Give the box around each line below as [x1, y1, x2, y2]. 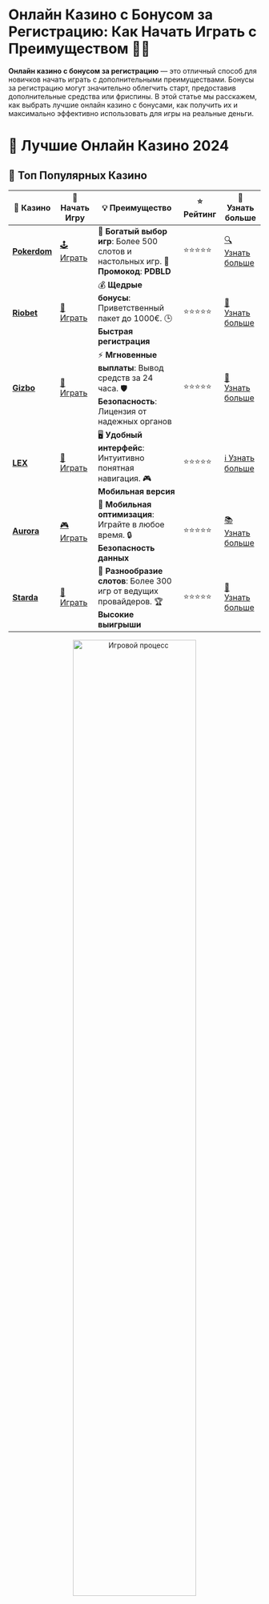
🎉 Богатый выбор [97, 226, 168, 237]
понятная [97, 462, 134, 473]
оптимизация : [97, 508, 155, 519]
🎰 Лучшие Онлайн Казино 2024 [8, 137, 230, 155]
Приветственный [97, 302, 164, 313]
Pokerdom [12, 246, 53, 257]
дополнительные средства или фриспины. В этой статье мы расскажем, [8, 91, 258, 101]
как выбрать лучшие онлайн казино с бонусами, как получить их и [8, 100, 239, 110]
